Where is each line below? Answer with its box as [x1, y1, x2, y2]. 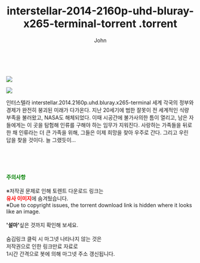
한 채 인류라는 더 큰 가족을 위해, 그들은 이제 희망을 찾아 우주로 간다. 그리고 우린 [6, 129, 189, 136]
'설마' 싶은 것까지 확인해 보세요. [6, 221, 79, 228]
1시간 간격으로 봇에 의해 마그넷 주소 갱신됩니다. [6, 250, 115, 257]
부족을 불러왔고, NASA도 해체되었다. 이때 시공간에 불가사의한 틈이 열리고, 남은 [6, 114, 188, 121]
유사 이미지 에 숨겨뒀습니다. [6, 195, 69, 202]
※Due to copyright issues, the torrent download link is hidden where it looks [6, 201, 192, 208]
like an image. [6, 208, 41, 215]
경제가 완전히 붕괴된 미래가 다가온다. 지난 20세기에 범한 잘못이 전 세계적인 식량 [6, 106, 189, 113]
